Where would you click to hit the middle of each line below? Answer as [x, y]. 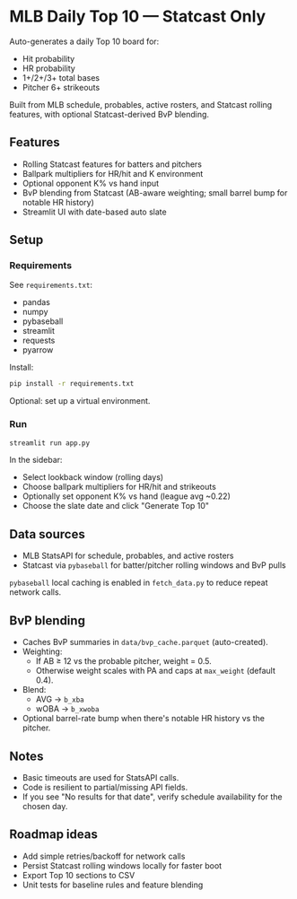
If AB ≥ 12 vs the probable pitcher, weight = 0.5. [124, 661]
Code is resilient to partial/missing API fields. [105, 787]
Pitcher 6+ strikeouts [61, 87]
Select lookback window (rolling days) [93, 477]
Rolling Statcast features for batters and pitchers [112, 164]
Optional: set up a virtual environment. [80, 401]
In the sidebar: [36, 460]
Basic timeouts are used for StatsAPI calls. [100, 777]
